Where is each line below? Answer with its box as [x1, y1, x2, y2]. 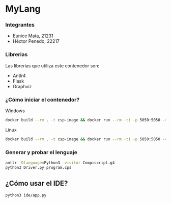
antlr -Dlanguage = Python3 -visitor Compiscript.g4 [5, 160, 115, 166]
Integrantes [5, 21, 35, 29]
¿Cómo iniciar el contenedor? [5, 96, 80, 103]
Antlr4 [12, 72, 26, 79]
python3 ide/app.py [5, 192, 47, 198]
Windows [5, 108, 25, 114]
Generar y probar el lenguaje [5, 148, 77, 156]
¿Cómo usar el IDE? [5, 179, 68, 188]
